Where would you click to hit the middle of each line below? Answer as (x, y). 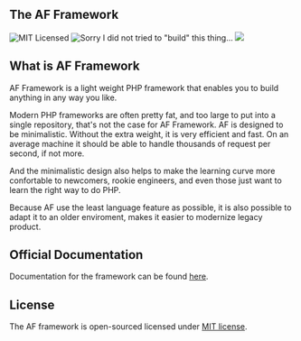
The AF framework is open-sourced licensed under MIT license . (128, 327)
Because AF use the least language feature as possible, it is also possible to (150, 207)
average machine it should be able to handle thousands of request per (140, 143)
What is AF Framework (75, 66)
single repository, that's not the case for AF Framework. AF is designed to (146, 124)
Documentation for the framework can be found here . (109, 276)
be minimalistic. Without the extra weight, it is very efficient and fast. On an (149, 134)
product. (25, 226)
